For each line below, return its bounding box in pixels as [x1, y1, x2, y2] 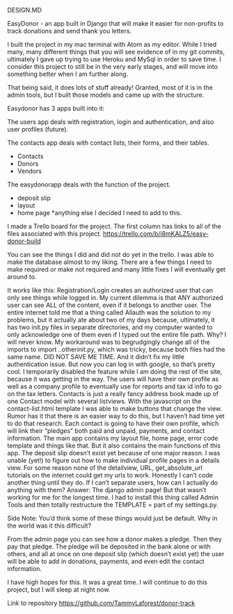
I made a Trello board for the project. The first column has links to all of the [7, 222, 221, 230]
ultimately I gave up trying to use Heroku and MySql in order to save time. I [7, 55, 221, 63]
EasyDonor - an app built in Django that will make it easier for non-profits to [7, 19, 224, 27]
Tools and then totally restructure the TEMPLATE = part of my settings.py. [7, 501, 218, 509]
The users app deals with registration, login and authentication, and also [7, 118, 214, 126]
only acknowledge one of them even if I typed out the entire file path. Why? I [7, 331, 227, 338]
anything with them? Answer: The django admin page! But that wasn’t [7, 486, 207, 494]
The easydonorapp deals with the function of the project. [7, 180, 171, 189]
